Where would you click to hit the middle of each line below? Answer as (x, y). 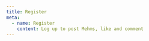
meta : (13, 17)
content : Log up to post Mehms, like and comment (81, 29)
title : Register (26, 12)
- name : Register (33, 23)
